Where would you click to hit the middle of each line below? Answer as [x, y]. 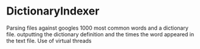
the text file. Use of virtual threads [49, 41]
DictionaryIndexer [53, 11]
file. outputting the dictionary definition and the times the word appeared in [100, 34]
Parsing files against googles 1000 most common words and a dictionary [97, 28]
